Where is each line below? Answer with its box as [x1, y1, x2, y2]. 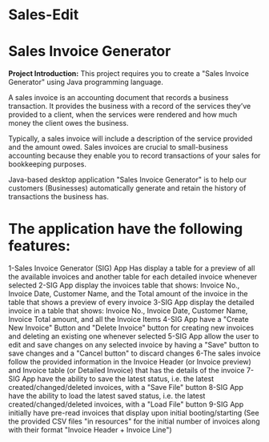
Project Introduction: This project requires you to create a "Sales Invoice [8, 69, 250, 78]
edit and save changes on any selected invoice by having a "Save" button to [8, 340, 259, 350]
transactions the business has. [8, 192, 110, 202]
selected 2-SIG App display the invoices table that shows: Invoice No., [8, 280, 240, 290]
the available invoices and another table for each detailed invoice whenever [8, 272, 258, 282]
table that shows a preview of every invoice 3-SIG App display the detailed [8, 298, 255, 307]
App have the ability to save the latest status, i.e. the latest [22, 374, 215, 384]
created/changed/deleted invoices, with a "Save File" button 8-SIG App [8, 383, 244, 392]
